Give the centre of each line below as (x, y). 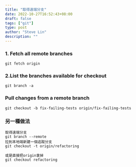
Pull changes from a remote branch (47, 98)
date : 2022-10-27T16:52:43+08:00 (39, 14)
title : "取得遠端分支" (26, 9)
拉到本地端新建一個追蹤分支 (29, 142)
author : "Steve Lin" (26, 32)
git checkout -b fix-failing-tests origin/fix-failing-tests (68, 108)
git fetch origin (23, 64)
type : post (16, 28)
